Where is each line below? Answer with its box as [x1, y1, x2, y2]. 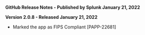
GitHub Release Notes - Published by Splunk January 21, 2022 [5, 5, 140, 10]
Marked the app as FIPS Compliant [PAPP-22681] [12, 24, 116, 30]
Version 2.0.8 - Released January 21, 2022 [5, 14, 98, 20]
